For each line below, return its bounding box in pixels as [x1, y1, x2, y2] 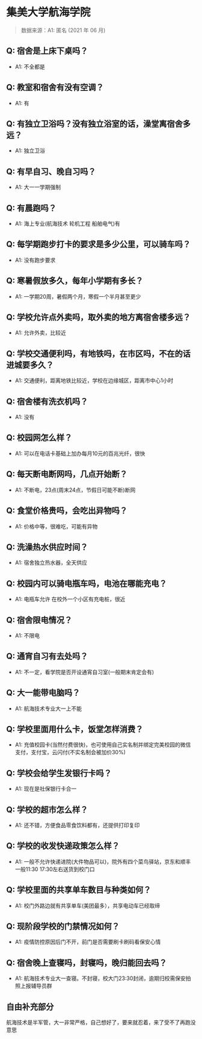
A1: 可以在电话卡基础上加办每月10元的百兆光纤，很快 [14, 450, 145, 457]
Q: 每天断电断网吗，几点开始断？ [6, 469, 128, 479]
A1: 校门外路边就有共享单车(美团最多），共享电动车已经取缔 [14, 902, 161, 909]
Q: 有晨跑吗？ [6, 203, 57, 213]
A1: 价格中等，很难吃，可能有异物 [14, 523, 98, 530]
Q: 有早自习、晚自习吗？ [6, 166, 96, 176]
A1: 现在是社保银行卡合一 [14, 785, 77, 792]
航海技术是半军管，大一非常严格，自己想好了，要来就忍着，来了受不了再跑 [6, 1019, 191, 1026]
